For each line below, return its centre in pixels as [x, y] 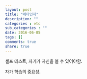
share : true [17, 46]
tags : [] [14, 38]
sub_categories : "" [26, 28]
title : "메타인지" [22, 14]
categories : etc [23, 23]
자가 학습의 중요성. [23, 72]
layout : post [18, 10]
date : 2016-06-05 [23, 33]
